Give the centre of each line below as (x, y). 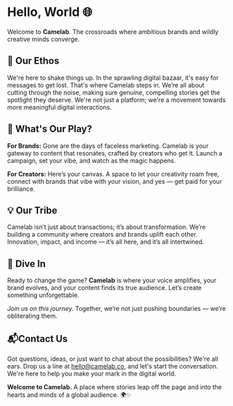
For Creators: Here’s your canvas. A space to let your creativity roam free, (113, 174)
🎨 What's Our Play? (50, 129)
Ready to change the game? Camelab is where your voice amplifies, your (112, 280)
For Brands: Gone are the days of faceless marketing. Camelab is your (108, 146)
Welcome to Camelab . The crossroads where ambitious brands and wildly (113, 31)
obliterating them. (32, 316)
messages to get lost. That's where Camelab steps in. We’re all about (106, 85)
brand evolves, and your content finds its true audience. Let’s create (105, 288)
